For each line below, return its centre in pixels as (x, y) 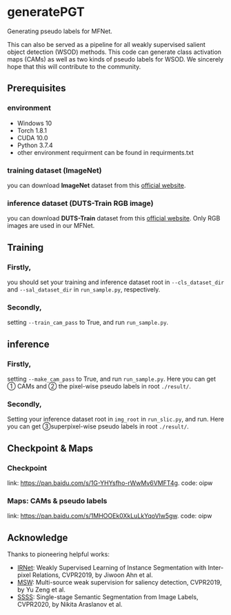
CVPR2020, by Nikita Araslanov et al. (70, 604)
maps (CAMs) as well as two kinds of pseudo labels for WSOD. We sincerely (115, 59)
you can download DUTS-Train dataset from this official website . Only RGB (114, 218)
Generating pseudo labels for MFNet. (60, 31)
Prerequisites (37, 88)
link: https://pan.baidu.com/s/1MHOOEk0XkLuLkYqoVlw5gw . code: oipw (110, 516)
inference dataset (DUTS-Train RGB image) (80, 203)
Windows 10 (34, 123)
